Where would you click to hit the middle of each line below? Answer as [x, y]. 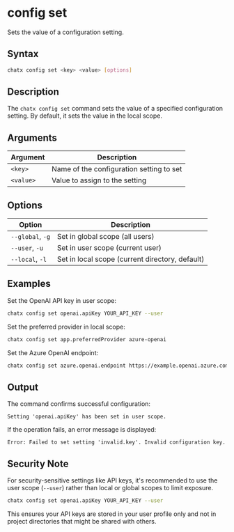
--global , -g [31, 237]
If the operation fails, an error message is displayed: [82, 430]
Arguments [32, 138]
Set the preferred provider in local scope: [66, 327]
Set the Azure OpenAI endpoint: [53, 352]
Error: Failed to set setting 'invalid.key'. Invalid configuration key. [117, 443]
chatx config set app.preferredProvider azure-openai [87, 339]
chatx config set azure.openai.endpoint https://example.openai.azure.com [118, 366]
